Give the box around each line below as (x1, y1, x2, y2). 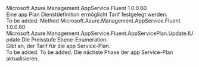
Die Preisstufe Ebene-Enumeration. (21, 36, 108, 43)
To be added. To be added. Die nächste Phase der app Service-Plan (6, 49, 173, 56)
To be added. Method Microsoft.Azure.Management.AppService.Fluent (6, 17, 181, 24)
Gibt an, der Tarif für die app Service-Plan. (6, 43, 111, 49)
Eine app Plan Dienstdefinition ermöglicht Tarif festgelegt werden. (6, 11, 168, 18)
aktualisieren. (6, 55, 39, 62)
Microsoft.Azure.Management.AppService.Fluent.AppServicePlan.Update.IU (6, 30, 194, 37)
